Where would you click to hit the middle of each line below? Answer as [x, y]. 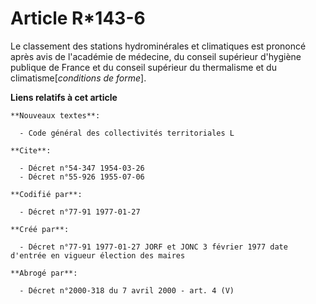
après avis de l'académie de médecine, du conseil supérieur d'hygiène [156, 56]
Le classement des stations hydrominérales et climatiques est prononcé [158, 46]
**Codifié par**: [46, 194]
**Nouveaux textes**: [55, 115]
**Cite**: [31, 150]
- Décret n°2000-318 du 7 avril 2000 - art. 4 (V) [127, 290]
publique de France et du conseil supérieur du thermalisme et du [143, 67]
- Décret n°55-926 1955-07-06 [82, 177]
